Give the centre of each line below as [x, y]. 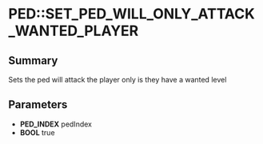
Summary [33, 60]
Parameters [38, 105]
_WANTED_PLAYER [74, 31]
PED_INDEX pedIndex [56, 124]
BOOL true [37, 132]
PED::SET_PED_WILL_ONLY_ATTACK [132, 14]
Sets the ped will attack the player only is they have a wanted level [118, 80]
